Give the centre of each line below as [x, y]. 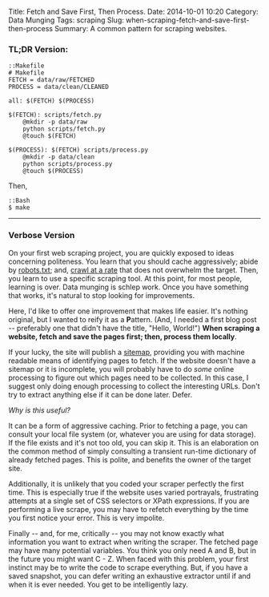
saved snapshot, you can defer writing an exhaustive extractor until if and [129, 575]
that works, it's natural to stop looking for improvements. [101, 295]
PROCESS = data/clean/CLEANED [59, 87]
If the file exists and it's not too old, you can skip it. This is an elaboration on [133, 442]
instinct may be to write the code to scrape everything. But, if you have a [128, 567]
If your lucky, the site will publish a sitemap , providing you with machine [127, 352]
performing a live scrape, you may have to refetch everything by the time [128, 509]
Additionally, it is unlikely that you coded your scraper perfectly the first [126, 483]
